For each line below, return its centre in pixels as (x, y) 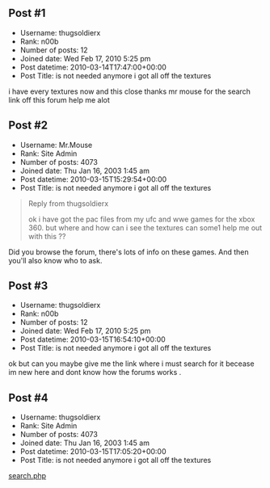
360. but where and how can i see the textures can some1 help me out (145, 227)
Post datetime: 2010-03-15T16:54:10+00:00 (93, 339)
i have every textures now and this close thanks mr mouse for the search (129, 91)
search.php (27, 476)
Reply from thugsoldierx (68, 203)
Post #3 (28, 286)
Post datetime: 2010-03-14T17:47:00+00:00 (93, 67)
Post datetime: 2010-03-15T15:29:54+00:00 (93, 179)
